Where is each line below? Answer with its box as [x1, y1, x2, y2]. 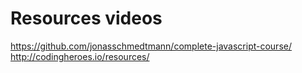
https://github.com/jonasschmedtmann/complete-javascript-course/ [10, 40, 292, 52]
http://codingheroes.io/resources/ [10, 50, 150, 62]
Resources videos [10, 7, 163, 30]
